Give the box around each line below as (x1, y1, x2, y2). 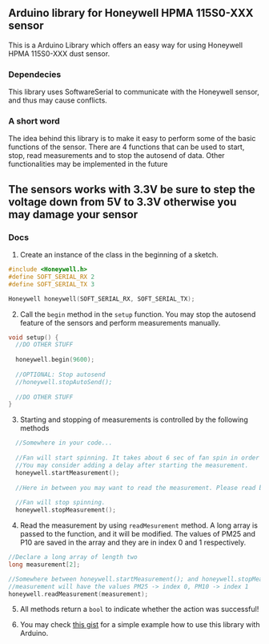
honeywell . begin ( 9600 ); (15, 356, 94, 364)
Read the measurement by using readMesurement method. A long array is (19, 520, 259, 530)
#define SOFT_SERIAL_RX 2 (8, 273, 94, 281)
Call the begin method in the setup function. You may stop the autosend (19, 309, 256, 319)
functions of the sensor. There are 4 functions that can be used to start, (8, 142, 245, 152)
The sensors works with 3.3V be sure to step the (8, 182, 255, 196)
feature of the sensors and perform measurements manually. (19, 318, 221, 327)
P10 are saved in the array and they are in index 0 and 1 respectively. (19, 537, 247, 548)
